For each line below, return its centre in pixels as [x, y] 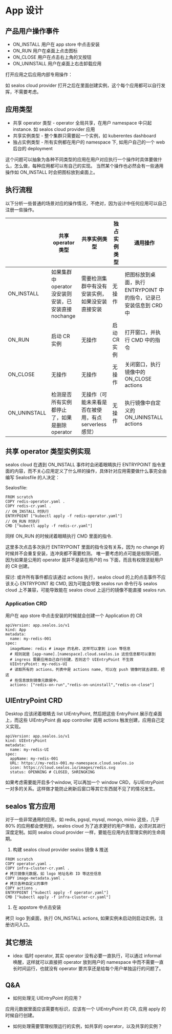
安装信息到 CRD [144, 305]
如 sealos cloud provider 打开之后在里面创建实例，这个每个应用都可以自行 [83, 85]
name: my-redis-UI [30, 749]
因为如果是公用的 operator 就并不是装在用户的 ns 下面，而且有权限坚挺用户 [84, 560]
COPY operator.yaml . [28, 864]
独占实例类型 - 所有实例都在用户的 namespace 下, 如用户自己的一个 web [89, 142]
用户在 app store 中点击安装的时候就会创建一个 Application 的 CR [74, 615]
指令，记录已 [145, 297]
